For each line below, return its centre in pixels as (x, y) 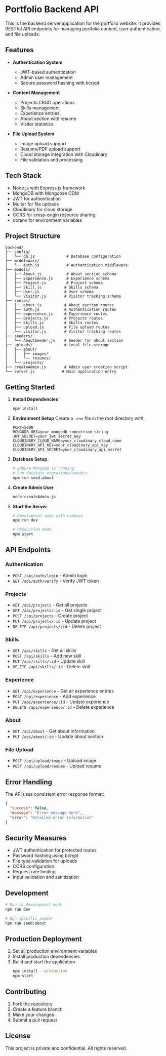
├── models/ (18, 270)
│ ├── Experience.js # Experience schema (57, 279)
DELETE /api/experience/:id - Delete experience (64, 707)
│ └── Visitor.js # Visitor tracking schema (63, 296)
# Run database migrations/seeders (50, 473)
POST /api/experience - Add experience (54, 696)
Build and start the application (44, 962)
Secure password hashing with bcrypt (60, 83)
